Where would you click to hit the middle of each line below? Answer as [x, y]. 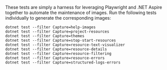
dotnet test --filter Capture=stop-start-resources [61, 40]
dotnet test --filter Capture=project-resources [57, 32]
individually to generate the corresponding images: [58, 18]
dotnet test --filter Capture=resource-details [56, 49]
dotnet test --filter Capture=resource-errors [55, 58]
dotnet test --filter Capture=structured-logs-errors [63, 62]
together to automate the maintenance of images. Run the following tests [81, 13]
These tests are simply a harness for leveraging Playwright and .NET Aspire [84, 7]
